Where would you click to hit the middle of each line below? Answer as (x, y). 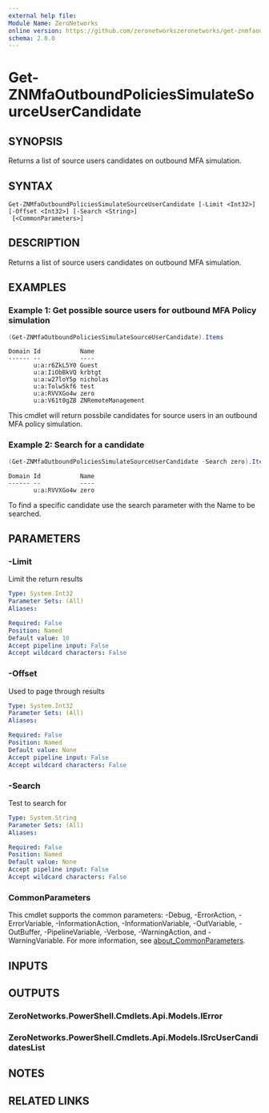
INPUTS (28, 966)
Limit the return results (46, 579)
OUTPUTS (34, 993)
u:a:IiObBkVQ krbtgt (68, 373)
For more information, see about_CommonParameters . (156, 940)
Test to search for (38, 802)
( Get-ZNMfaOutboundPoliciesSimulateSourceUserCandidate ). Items (116, 337)
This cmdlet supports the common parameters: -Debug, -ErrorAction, (123, 915)
